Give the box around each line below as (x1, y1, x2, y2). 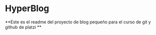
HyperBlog (5, 3, 49, 14)
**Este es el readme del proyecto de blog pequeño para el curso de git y (5, 19, 151, 25)
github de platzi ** (5, 24, 42, 30)
